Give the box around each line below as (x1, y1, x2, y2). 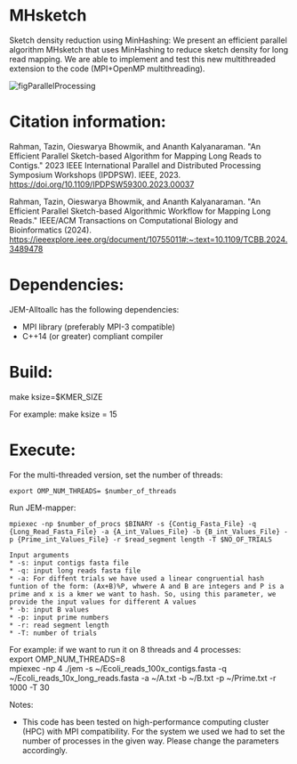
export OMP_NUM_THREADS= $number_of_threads (9, 486, 177, 495)
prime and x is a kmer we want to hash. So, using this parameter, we (9, 589, 277, 598)
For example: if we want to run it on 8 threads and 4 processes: (9, 644, 242, 654)
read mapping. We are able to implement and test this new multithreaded (9, 53, 276, 64)
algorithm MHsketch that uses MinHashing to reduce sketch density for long (9, 44, 289, 54)
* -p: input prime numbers (9, 613, 109, 622)
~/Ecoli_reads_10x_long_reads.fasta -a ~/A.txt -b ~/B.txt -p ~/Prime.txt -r (9, 672, 277, 683)
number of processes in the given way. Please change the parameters (21, 736, 279, 746)
